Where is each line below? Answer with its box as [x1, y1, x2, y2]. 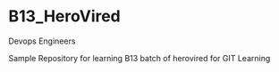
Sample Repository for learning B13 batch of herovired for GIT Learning [8, 52, 271, 63]
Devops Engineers [8, 36, 76, 46]
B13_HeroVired [8, 6, 122, 27]
